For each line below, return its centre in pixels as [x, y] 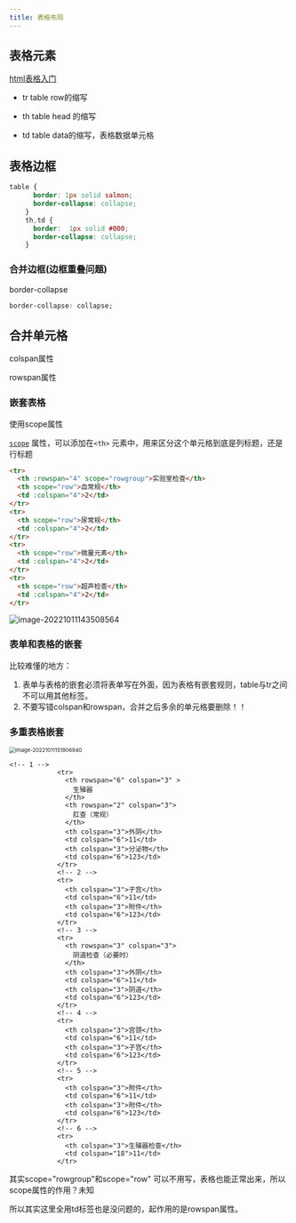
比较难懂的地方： [40, 665]
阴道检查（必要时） [103, 955]
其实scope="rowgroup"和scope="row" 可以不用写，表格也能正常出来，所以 [148, 1179]
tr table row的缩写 [55, 98]
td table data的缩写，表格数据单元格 [88, 135]
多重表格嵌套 [37, 731]
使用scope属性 [36, 424]
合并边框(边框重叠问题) [58, 269]
